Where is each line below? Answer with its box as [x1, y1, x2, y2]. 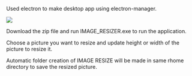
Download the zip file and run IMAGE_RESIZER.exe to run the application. [6, 28, 187, 34]
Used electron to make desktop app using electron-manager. [6, 5, 157, 12]
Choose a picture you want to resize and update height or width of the [6, 39, 180, 46]
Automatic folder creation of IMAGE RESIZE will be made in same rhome [6, 57, 184, 64]
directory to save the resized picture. [6, 64, 97, 70]
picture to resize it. [6, 46, 53, 52]
